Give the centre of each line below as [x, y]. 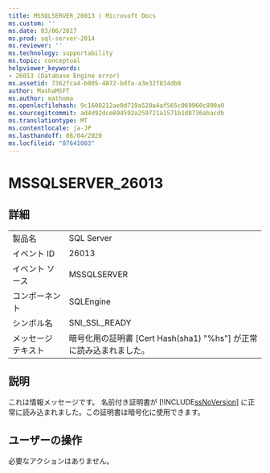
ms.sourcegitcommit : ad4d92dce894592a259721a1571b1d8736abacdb [117, 114]
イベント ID [34, 253]
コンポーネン [37, 296]
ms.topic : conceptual [45, 61]
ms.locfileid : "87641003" [51, 143]
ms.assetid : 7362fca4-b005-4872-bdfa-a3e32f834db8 [95, 83]
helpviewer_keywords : [45, 68]
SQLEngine [90, 301]
